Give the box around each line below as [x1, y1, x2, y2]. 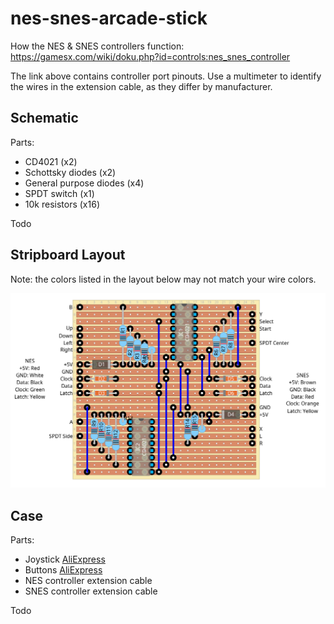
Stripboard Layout [10, 247, 126, 264]
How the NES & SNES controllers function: [10, 40, 185, 52]
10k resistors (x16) [24, 198, 100, 210]
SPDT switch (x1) [24, 187, 95, 199]
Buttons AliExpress [24, 563, 103, 576]
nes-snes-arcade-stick [10, 7, 208, 30]
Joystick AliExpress [24, 553, 106, 565]
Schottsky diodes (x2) [24, 166, 117, 178]
